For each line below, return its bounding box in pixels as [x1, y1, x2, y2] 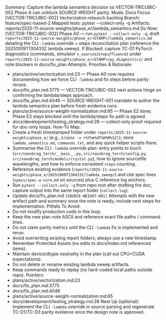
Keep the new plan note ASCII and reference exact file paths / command [12, 214, 161, 219]
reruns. [12, 82, 27, 88]
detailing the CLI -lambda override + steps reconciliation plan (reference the [5, 40, 160, 46]
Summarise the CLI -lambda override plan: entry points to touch [12, 145, 142, 151]
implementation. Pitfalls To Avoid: [12, 204, 81, 209]
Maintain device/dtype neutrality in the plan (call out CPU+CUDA [12, 251, 145, 257]
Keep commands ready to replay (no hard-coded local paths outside [12, 267, 153, 273]
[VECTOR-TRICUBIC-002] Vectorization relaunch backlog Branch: [5, 15, 140, 20]
